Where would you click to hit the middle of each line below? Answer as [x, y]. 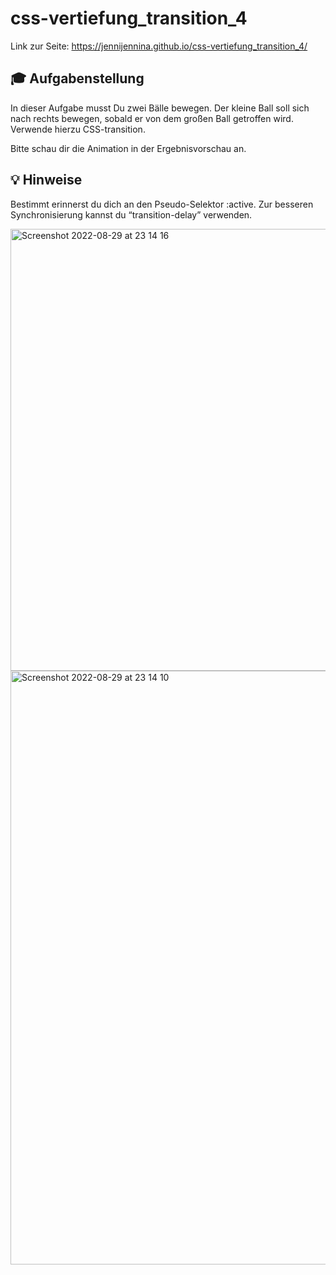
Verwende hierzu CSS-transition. [78, 129]
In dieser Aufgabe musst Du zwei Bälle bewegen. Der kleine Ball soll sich [160, 108]
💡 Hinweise [46, 180]
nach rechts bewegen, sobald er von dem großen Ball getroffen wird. [152, 118]
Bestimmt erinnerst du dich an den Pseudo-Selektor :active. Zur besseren [162, 204]
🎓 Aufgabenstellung [77, 78]
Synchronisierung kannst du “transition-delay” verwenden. [131, 214]
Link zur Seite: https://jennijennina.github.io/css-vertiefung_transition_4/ [159, 46]
